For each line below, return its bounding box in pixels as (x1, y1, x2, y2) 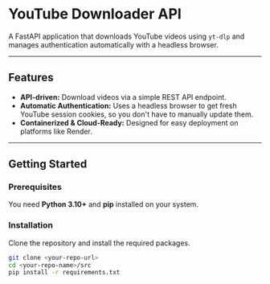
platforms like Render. (19, 126, 92, 136)
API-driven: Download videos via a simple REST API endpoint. (19, 92, 227, 101)
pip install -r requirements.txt (8, 269, 121, 277)
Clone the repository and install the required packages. (8, 238, 190, 248)
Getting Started (8, 158, 88, 171)
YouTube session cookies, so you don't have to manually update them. (19, 109, 254, 119)
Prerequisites (8, 182, 62, 193)
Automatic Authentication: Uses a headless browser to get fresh (19, 101, 237, 110)
